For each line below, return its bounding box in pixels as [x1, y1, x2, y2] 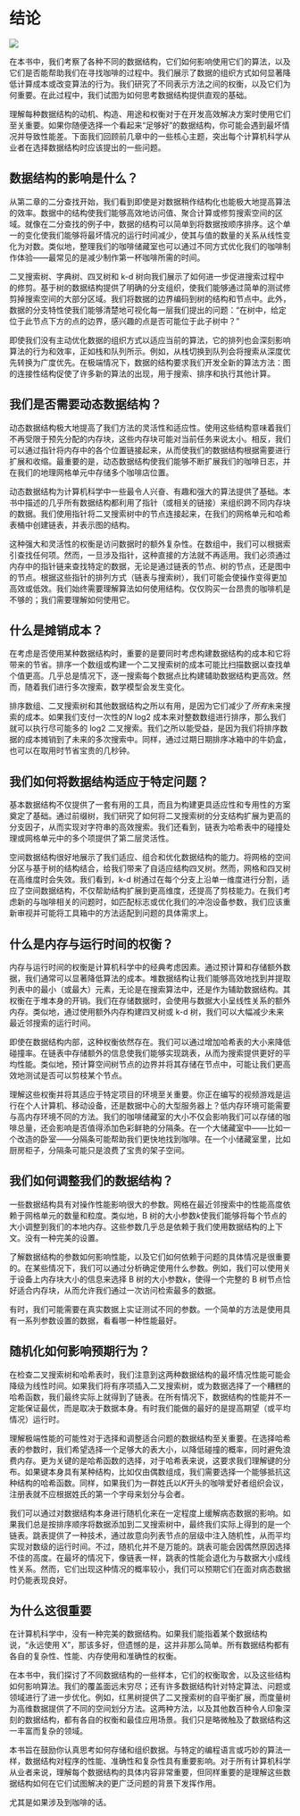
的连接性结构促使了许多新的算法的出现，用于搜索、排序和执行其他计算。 [9, 368, 275, 379]
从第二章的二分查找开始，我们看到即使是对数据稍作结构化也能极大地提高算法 [9, 196, 291, 206]
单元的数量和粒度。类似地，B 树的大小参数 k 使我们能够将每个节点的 [39, 1209, 287, 1220]
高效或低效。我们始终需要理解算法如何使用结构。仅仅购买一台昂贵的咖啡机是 [9, 582, 291, 594]
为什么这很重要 [9, 1603, 92, 1619]
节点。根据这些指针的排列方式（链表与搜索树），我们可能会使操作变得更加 [16, 572, 287, 582]
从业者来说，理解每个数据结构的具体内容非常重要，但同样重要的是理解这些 [9, 1767, 283, 1778]
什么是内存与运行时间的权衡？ [9, 936, 174, 951]
